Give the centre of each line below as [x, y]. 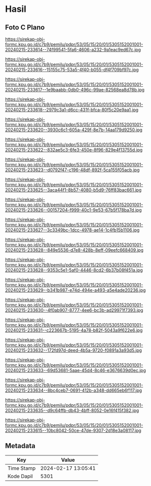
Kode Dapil [20, 476]
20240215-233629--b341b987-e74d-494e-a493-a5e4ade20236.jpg [75, 290]
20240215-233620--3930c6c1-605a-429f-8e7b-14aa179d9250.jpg [74, 130]
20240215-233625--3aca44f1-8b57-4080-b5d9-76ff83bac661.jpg [73, 190]
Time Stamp [22, 468]
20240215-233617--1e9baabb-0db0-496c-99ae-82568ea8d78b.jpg [75, 90]
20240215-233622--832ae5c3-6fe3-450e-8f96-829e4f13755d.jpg [74, 150]
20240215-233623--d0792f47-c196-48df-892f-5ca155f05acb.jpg [72, 170]
